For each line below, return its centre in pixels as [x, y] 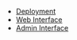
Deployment [36, 11]
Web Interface [39, 20]
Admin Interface [42, 28]
